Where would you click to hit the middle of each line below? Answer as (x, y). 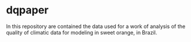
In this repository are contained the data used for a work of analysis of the (96, 26)
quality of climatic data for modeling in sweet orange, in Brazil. (82, 32)
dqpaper (27, 10)
